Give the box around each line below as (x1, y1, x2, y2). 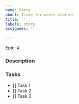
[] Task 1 (12, 82, 31, 89)
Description (5, 57, 35, 64)
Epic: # (5, 45, 20, 51)
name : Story (5, 7, 31, 13)
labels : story (5, 21, 36, 27)
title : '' (5, 17, 27, 22)
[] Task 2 (12, 88, 32, 94)
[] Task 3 (12, 93, 32, 99)
